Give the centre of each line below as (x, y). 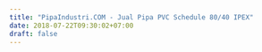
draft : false (34, 33)
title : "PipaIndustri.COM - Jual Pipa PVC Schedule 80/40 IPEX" (131, 17)
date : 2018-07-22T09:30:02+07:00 (72, 26)
